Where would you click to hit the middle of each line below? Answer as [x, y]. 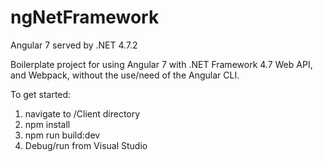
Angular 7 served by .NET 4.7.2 [74, 45]
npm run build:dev [62, 135]
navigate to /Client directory [82, 113]
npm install [47, 124]
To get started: [41, 94]
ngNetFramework [85, 17]
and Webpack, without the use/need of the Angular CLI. [125, 75]
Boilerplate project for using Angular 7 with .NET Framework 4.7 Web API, [161, 64]
